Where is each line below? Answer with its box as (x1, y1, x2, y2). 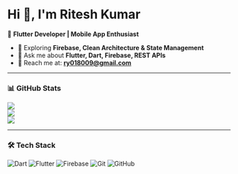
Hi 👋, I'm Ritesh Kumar (7, 6, 141, 23)
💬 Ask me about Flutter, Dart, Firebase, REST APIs (17, 51, 166, 59)
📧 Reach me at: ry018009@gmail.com (17, 58, 132, 66)
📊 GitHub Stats (7, 83, 62, 93)
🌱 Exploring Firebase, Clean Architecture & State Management (17, 43, 204, 52)
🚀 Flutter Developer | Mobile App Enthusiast (7, 30, 140, 38)
